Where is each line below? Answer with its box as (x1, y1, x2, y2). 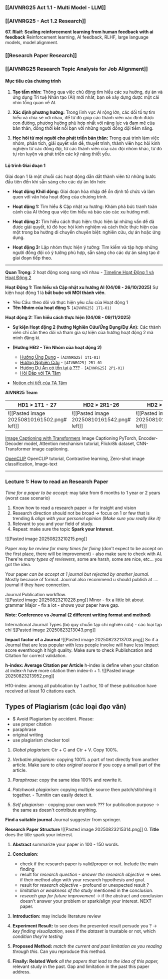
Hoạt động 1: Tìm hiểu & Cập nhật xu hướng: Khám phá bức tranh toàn (12, 203, 157, 209)
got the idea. (5, 561, 31, 567)
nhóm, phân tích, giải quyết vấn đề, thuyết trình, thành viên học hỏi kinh (12, 140, 160, 146)
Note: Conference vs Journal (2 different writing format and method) (5, 612, 151, 618)
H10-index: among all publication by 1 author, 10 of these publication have (5, 682, 157, 688)
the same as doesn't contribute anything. (12, 807, 97, 813)
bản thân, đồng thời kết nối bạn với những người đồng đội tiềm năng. (12, 125, 154, 131)
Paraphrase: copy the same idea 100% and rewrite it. (12, 777, 122, 783)
